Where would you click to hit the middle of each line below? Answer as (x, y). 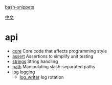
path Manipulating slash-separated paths (54, 66)
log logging (23, 72)
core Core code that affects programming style (59, 51)
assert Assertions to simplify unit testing (53, 56)
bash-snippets (20, 7)
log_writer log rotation (42, 77)
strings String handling (35, 61)
